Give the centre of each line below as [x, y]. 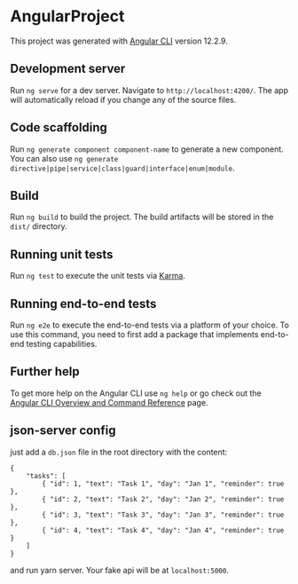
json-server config [63, 431]
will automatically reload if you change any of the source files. [123, 99]
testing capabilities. [62, 344]
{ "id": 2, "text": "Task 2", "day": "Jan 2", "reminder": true [163, 499]
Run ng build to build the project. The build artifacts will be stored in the [142, 217]
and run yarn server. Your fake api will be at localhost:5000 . [120, 570]
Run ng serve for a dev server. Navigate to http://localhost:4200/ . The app [149, 90]
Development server [68, 69]
